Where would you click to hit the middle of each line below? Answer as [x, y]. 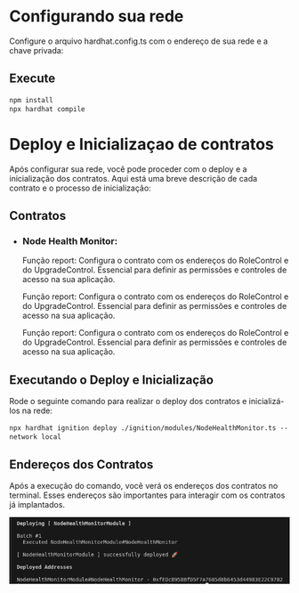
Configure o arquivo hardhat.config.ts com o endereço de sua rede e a [139, 41]
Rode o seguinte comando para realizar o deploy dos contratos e [128, 402]
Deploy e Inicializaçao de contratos [141, 144]
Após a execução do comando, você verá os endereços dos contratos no [144, 486]
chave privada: [36, 50]
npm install [31, 100]
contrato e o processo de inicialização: [80, 188]
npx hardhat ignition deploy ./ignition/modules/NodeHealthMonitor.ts [143, 428]
